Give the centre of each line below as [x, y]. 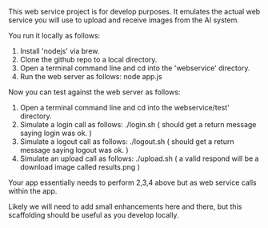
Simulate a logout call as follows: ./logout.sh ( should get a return [127, 142]
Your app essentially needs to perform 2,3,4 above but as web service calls [133, 182]
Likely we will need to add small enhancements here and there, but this [125, 206]
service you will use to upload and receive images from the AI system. [124, 20]
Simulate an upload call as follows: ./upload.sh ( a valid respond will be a [139, 158]
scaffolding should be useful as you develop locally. [94, 215]
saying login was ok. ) [56, 133]
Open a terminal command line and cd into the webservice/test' [124, 108]
